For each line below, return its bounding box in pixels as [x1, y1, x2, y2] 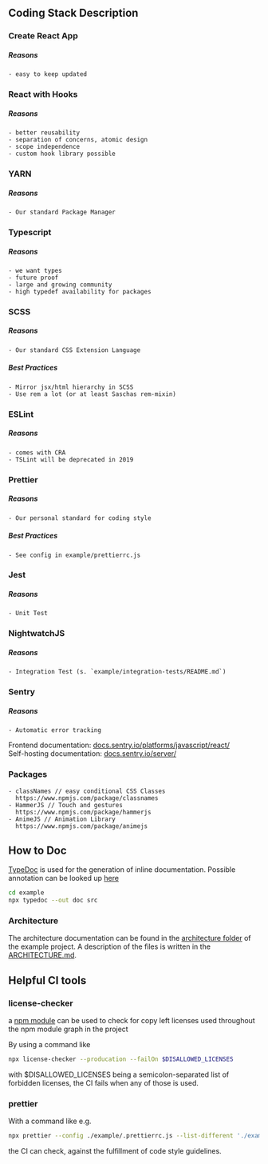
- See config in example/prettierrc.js [8, 551, 141, 559]
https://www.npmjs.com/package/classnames [15, 794, 159, 802]
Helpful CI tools [8, 974, 87, 987]
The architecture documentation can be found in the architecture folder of [8, 934, 251, 943]
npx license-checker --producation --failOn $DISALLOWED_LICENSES [8, 1055, 234, 1063]
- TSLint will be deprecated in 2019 [8, 455, 134, 463]
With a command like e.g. [8, 1116, 92, 1126]
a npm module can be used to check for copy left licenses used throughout [8, 1016, 255, 1026]
